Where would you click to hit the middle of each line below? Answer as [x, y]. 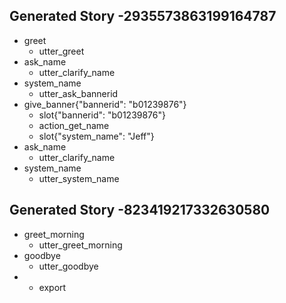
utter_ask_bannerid [78, 93]
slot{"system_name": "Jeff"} [96, 136]
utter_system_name [79, 178]
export [52, 287]
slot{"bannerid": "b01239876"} [102, 115]
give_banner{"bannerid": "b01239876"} [105, 104]
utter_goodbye [68, 266]
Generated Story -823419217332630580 [140, 210]
